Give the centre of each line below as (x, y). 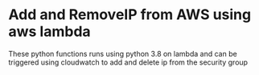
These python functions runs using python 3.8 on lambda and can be (123, 53)
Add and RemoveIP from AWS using (130, 15)
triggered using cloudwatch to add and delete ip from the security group (128, 62)
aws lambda (49, 32)
